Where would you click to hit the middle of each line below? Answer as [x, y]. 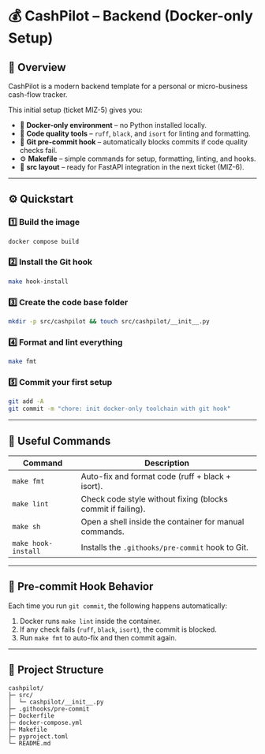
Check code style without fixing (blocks [155, 498]
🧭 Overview [37, 67]
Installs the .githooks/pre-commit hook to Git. [164, 547]
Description [167, 463]
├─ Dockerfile [32, 715]
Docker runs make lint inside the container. [90, 621]
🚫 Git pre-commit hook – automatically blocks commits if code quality [134, 142]
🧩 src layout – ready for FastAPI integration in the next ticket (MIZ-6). [132, 167]
